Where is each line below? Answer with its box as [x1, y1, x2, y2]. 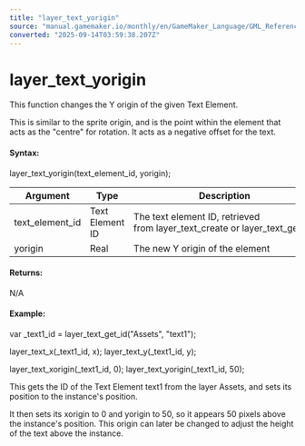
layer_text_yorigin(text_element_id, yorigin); [9, 167, 171, 178]
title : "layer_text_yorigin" [9, 13, 120, 23]
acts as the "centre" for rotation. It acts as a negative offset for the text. [9, 126, 277, 137]
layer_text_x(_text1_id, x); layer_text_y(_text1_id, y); [9, 346, 197, 357]
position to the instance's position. [9, 391, 138, 401]
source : [9, 22, 39, 31]
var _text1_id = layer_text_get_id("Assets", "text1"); [9, 328, 197, 339]
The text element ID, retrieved [133, 210, 261, 223]
